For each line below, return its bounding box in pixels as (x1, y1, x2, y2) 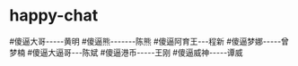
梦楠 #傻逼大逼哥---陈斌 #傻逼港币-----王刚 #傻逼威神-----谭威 (9, 46, 244, 58)
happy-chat (9, 5, 99, 26)
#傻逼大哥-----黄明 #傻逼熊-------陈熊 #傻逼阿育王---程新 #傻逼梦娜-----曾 (9, 36, 290, 46)
